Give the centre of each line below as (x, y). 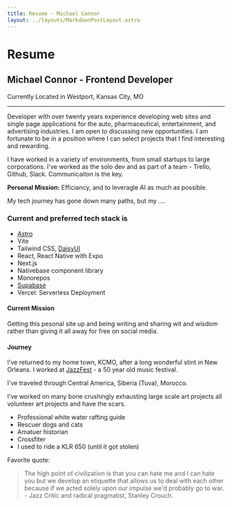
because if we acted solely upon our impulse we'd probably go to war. (124, 488)
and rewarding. (29, 145)
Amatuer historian (42, 432)
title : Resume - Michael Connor (54, 13)
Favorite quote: (29, 460)
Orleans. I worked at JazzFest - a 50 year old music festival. (93, 370)
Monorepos (33, 278)
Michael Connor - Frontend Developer (90, 80)
